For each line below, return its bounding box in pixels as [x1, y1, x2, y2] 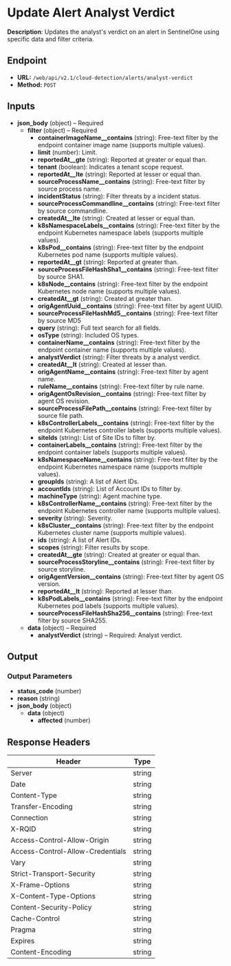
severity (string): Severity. [37, 514, 113, 522]
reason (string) [16, 694, 60, 703]
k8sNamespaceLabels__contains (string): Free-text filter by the [37, 221, 220, 229]
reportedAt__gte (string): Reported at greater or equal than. [37, 155, 208, 163]
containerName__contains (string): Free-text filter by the [37, 338, 201, 346]
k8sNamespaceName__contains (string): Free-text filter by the [37, 455, 218, 463]
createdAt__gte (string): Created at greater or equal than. [37, 550, 201, 558]
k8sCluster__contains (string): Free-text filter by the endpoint [37, 521, 214, 529]
